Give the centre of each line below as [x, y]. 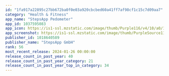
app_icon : [16, 28]
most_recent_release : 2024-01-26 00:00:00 [50, 51]
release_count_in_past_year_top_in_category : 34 [57, 65]
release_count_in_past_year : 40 [39, 56]
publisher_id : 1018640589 [32, 38]
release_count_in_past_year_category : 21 [49, 61]
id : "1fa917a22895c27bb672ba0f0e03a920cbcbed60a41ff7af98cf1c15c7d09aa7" [84, 10]
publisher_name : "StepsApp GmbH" [40, 42]
